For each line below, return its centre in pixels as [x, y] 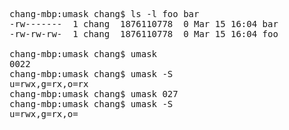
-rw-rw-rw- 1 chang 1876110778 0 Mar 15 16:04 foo [144, 34]
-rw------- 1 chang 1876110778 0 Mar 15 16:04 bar [144, 24]
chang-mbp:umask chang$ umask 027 [94, 94]
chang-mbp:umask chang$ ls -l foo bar [104, 14]
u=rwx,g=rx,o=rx [49, 84]
